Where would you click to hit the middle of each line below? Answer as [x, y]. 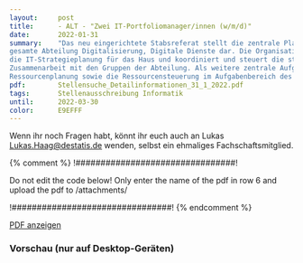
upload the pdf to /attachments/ [69, 190]
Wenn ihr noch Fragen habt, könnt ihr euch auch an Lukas [117, 136]
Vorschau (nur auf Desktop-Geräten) [92, 249]
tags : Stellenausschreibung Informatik [96, 93]
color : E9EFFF [46, 110]
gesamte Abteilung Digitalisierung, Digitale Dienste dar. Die [131, 52]
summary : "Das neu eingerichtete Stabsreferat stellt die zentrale [145, 43]
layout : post [42, 18]
